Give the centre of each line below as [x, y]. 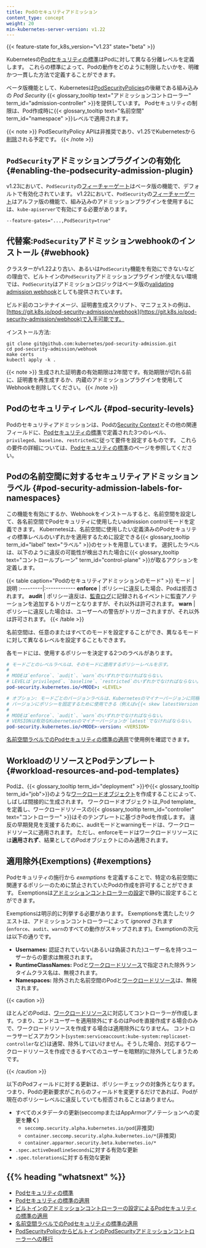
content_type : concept [35, 18]
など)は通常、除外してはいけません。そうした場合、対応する [109, 1043]
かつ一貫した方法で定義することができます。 [63, 75]
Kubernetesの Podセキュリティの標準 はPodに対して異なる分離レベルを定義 [101, 60]
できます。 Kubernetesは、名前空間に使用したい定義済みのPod [91, 529]
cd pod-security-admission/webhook [52, 349]
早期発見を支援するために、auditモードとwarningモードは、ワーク [101, 824]
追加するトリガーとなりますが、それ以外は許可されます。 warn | [114, 604]
